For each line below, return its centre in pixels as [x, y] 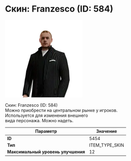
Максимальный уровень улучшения [46, 152]
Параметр [46, 131]
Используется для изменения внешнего [47, 115]
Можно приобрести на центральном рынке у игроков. [61, 110]
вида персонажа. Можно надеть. [39, 120]
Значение [107, 131]
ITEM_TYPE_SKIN [107, 145]
